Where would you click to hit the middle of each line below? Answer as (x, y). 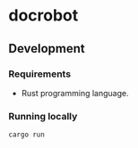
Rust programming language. (75, 93)
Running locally (43, 116)
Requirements (40, 74)
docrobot (43, 16)
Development (47, 49)
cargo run (27, 135)
